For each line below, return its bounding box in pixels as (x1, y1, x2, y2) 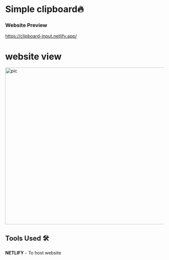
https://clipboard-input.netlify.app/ (5, 33, 77, 39)
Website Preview (5, 22, 48, 29)
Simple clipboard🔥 (5, 4, 84, 15)
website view (5, 51, 62, 62)
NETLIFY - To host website (5, 250, 61, 256)
